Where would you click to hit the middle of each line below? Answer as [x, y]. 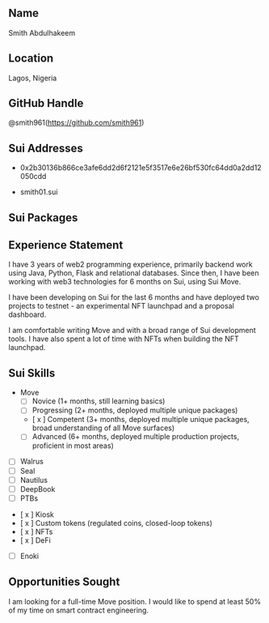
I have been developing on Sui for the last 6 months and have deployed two [134, 297]
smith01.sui [39, 192]
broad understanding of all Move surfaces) [103, 428]
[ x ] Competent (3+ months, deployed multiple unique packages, [141, 420]
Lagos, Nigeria [33, 78]
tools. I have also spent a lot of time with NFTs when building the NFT [124, 339]
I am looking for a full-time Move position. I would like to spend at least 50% [134, 601]
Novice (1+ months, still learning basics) [99, 401]
